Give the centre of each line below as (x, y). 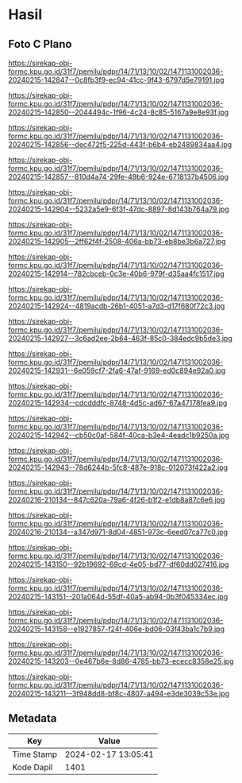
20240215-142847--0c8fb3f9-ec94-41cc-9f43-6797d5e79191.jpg (116, 80)
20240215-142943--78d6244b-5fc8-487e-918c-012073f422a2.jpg (118, 467)
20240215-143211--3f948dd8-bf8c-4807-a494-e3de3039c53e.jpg (119, 694)
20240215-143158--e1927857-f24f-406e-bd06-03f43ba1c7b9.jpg (116, 629)
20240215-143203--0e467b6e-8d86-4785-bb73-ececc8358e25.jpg (121, 661)
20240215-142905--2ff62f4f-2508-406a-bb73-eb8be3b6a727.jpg (117, 241)
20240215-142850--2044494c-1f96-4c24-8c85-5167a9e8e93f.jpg (119, 112)
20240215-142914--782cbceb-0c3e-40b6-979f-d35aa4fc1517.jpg (116, 273)
